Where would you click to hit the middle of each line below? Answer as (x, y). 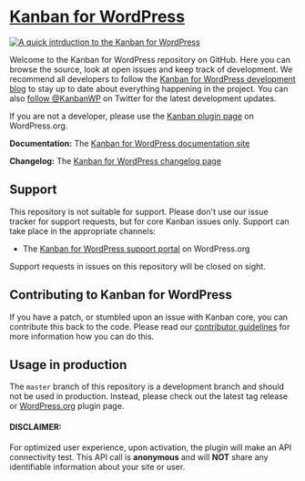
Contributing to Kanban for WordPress (121, 295)
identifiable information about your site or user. (97, 466)
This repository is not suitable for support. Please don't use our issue (139, 211)
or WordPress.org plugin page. (67, 406)
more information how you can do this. (82, 336)
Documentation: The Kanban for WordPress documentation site (130, 143)
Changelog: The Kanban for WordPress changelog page (115, 160)
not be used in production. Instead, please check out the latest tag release (149, 396)
